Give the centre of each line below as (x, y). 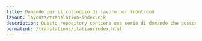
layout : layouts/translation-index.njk (56, 17)
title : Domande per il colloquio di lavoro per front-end (80, 12)
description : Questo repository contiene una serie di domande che (93, 23)
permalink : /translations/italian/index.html (64, 29)
